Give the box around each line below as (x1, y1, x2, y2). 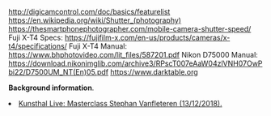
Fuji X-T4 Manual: (68, 41, 128, 51)
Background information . (8, 83, 95, 92)
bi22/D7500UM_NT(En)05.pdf (8, 67, 109, 76)
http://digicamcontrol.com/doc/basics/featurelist (8, 7, 171, 16)
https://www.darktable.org (110, 67, 198, 76)
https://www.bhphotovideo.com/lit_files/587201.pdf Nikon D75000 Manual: (8, 50, 259, 59)
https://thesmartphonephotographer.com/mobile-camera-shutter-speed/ (8, 24, 252, 33)
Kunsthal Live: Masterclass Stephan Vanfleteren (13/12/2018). (19, 99, 222, 108)
